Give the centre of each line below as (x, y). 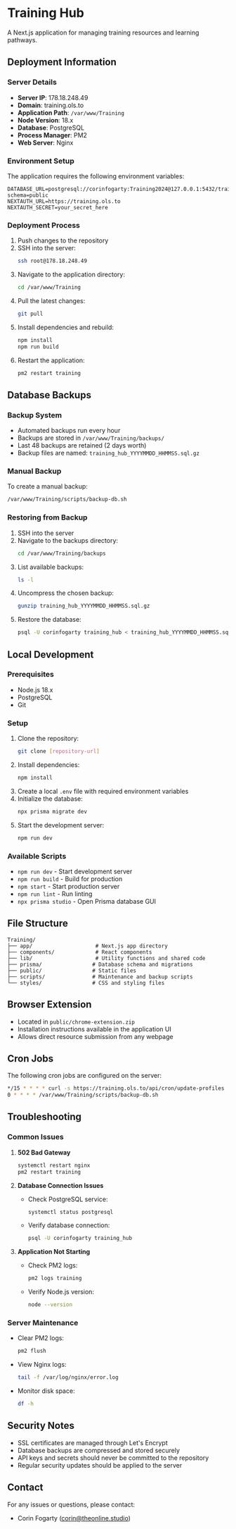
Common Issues (36, 1137)
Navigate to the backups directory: (67, 540)
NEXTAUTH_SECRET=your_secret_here (58, 207)
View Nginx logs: (42, 1365)
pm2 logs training (55, 1278)
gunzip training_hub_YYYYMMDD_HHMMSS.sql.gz (84, 606)
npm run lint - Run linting (55, 894)
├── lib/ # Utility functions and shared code (106, 958)
